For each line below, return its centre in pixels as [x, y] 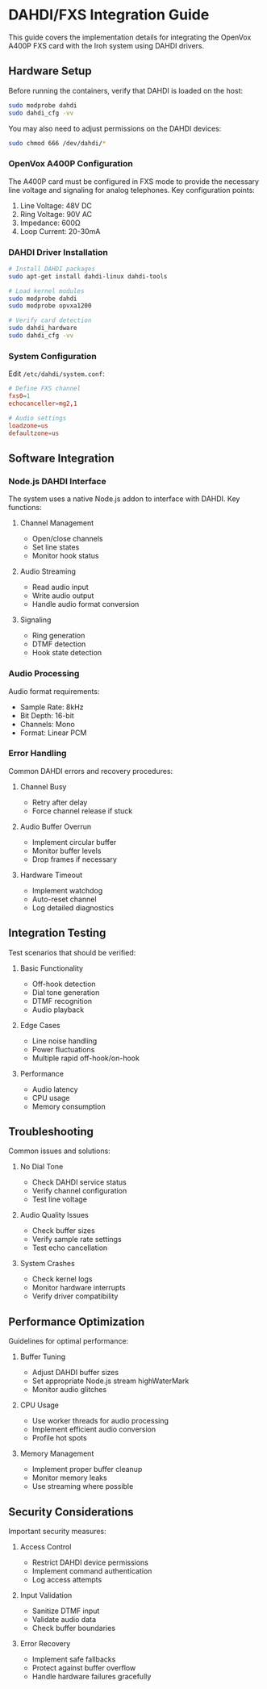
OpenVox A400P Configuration [71, 164]
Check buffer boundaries [73, 1628]
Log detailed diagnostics [73, 907]
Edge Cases [40, 1025]
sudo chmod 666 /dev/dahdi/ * [57, 143]
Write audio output [63, 596]
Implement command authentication [92, 1571]
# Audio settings [38, 418]
